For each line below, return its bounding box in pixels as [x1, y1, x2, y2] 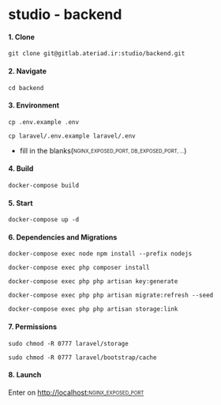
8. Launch [8, 370, 42, 380]
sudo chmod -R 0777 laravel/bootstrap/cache [8, 354, 157, 361]
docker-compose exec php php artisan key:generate [8, 278, 178, 286]
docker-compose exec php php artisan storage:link [8, 305, 178, 313]
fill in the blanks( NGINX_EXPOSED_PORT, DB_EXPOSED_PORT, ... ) [19, 146, 187, 155]
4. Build [8, 164, 34, 173]
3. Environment [8, 100, 60, 110]
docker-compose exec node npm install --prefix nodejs [8, 250, 193, 258]
